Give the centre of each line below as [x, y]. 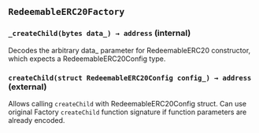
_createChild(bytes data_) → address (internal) [100, 33]
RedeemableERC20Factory [67, 12]
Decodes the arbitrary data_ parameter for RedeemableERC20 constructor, [129, 50]
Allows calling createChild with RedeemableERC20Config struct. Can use [127, 103]
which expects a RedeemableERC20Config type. [87, 59]
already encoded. [37, 120]
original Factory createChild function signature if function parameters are [128, 112]
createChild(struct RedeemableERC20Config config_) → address [130, 78]
